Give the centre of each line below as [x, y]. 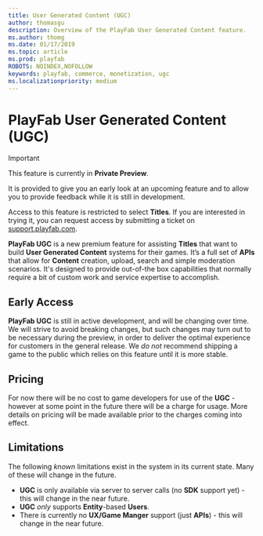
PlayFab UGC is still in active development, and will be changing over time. [128, 321]
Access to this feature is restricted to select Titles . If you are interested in [126, 212]
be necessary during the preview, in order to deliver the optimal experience [129, 337]
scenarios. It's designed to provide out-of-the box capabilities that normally [130, 269]
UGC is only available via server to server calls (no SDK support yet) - [132, 490]
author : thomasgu [36, 23]
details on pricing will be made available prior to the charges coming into [125, 415]
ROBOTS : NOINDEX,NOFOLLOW [50, 67]
